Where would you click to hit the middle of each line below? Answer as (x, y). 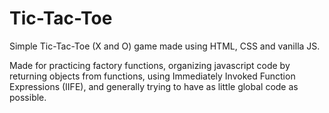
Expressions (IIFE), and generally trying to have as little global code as (154, 86)
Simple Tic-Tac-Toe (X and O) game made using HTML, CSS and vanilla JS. (165, 46)
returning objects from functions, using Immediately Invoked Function (152, 76)
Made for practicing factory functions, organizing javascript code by (150, 65)
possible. (28, 97)
